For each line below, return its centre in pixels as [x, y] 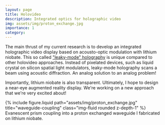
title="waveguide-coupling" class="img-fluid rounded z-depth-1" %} [76, 108]
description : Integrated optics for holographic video [63, 19]
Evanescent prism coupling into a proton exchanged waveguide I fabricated [82, 113]
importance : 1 [20, 28]
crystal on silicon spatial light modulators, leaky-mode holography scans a [81, 68]
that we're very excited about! [36, 93]
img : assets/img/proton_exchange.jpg [44, 23]
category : [15, 33]
